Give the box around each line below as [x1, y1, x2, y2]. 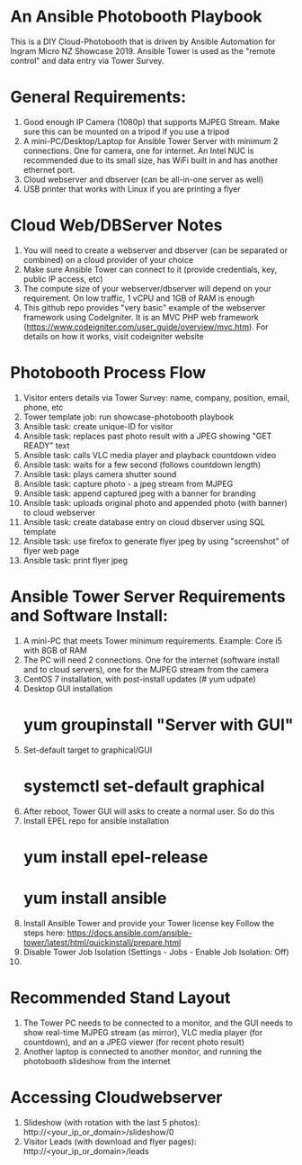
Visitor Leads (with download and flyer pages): [22, 1136, 197, 1147]
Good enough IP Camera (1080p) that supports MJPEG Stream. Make [22, 116, 280, 127]
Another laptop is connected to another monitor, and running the [22, 1046, 262, 1057]
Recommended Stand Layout [10, 988, 231, 1007]
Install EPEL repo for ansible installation [22, 815, 170, 826]
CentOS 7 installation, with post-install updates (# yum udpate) [22, 673, 256, 684]
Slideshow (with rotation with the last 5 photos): [22, 1116, 200, 1127]
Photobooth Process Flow [10, 363, 207, 383]
